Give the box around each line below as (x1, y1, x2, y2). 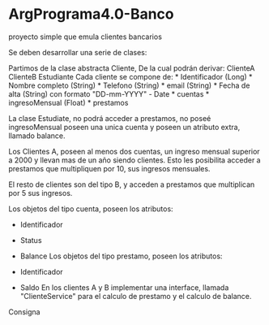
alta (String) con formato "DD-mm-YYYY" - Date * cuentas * (8, 89, 210, 98)
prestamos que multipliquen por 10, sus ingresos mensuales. (8, 163, 211, 173)
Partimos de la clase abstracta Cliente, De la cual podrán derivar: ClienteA (8, 63, 255, 73)
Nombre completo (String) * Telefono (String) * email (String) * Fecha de (8, 80, 250, 90)
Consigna (8, 306, 41, 317)
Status (19, 235, 42, 245)
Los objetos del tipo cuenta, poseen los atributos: (8, 204, 173, 214)
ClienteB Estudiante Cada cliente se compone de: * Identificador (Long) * (8, 71, 253, 81)
